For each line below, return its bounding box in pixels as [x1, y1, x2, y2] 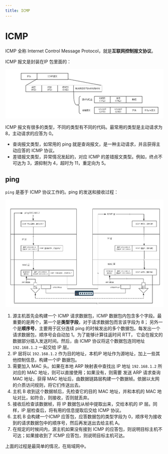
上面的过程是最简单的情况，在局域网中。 [5, 443, 89, 449]
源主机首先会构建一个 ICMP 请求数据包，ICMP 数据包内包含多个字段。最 [12, 313, 162, 319]
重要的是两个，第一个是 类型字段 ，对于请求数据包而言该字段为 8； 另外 [12, 319, 159, 325]
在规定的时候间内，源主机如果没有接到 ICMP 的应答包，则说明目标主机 [12, 426, 158, 432]
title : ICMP [5, 8, 30, 13]
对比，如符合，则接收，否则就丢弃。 [17, 395, 92, 401]
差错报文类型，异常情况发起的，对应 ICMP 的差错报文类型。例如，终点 [12, 154, 158, 160]
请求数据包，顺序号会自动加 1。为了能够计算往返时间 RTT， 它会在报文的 [12, 332, 163, 338]
